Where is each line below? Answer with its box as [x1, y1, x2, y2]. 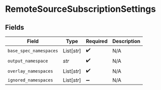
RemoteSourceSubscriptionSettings [5, 3, 156, 15]
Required [86, 38, 108, 45]
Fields [5, 23, 25, 32]
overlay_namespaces [7, 68, 53, 74]
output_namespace [7, 58, 48, 64]
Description [112, 38, 140, 45]
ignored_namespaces [7, 78, 53, 83]
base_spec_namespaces [7, 48, 58, 53]
